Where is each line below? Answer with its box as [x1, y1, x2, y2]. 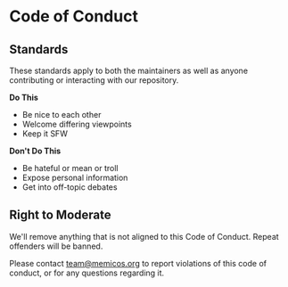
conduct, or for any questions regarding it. [9, 267, 165, 278]
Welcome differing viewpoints [21, 119, 132, 129]
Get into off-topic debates [21, 182, 118, 193]
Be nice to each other [21, 110, 102, 119]
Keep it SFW [21, 128, 69, 139]
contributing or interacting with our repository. [9, 75, 179, 86]
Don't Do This [9, 145, 62, 156]
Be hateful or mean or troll [21, 163, 119, 173]
